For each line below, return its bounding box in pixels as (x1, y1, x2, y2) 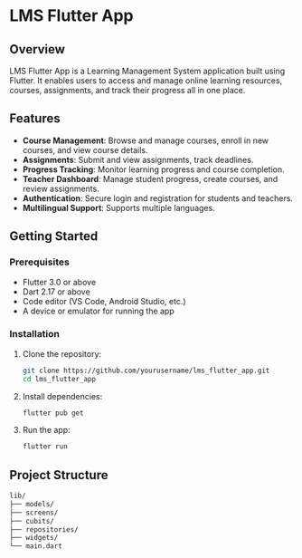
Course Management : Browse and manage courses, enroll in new (22, 135, 269, 146)
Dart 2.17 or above (22, 286, 90, 297)
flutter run (22, 442, 68, 451)
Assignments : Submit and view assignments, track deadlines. (22, 154, 254, 165)
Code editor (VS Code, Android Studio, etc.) (22, 295, 187, 306)
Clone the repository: (22, 348, 102, 359)
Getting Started (9, 228, 99, 245)
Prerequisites (9, 255, 70, 268)
